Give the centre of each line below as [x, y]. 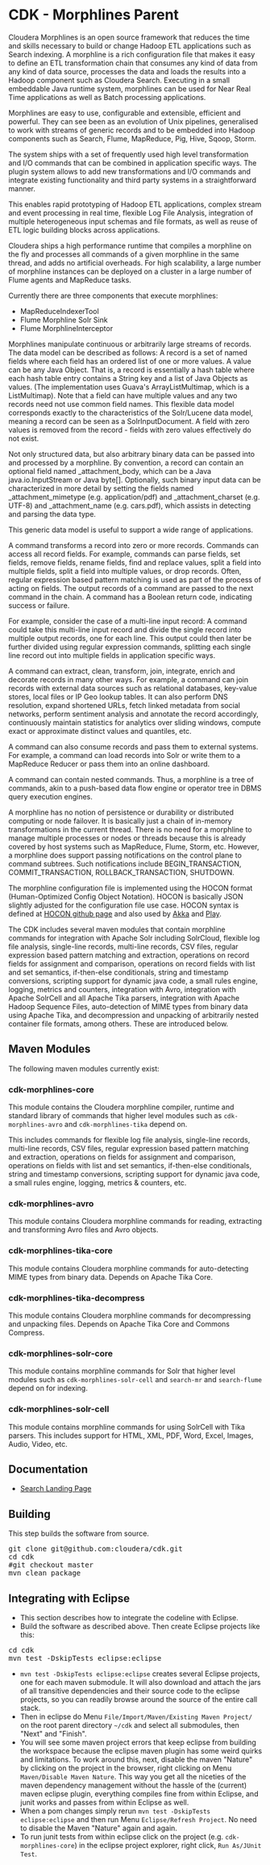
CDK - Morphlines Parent [94, 15]
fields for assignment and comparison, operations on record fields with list [132, 963]
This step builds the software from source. [79, 1534]
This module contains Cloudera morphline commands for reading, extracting [135, 1222]
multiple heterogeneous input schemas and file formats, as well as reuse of [133, 221]
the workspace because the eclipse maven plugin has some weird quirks [141, 1750]
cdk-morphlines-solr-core [60, 1353]
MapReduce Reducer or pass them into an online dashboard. [109, 764]
